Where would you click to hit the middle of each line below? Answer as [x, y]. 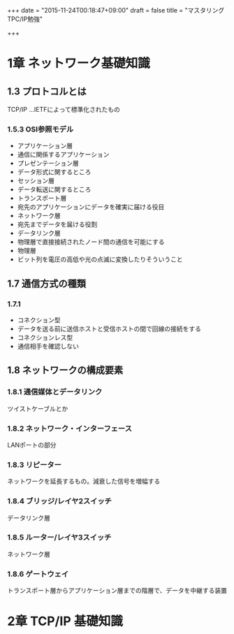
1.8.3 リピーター [34, 465]
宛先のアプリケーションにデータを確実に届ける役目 [91, 207]
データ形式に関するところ [54, 172]
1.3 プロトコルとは [47, 91]
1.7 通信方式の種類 [46, 283]
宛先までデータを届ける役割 [57, 224]
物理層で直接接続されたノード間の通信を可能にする [91, 242]
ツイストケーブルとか [38, 408]
